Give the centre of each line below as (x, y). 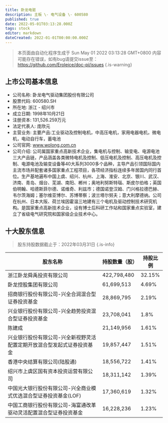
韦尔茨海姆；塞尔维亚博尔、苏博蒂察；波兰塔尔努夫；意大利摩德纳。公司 (87, 195)
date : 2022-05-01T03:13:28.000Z (39, 24)
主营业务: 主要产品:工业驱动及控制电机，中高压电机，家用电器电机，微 (84, 132)
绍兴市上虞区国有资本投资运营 (43, 371)
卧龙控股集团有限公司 (33, 285)
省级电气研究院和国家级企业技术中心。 (61, 214)
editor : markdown (23, 33)
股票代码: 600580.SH (34, 101)
